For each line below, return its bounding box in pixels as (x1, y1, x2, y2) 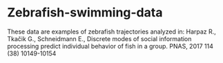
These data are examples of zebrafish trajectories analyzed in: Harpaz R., (7, 27, 216, 36)
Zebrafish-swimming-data (7, 5, 163, 21)
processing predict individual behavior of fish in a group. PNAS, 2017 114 (7, 42, 214, 50)
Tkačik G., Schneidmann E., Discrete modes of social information (7, 34, 192, 42)
